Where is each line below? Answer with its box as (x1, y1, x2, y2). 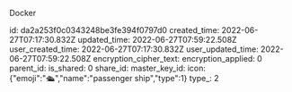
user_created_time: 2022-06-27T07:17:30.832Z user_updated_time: (9, 44, 259, 54)
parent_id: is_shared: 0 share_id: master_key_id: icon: (9, 63, 207, 73)
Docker (9, 8, 37, 18)
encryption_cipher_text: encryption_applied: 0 (93, 54, 262, 63)
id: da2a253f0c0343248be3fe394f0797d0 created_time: (9, 25, 220, 35)
